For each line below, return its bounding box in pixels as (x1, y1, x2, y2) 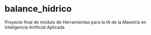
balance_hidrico (4, 3, 72, 14)
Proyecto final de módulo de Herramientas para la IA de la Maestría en (4, 19, 147, 25)
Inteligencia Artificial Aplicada (4, 24, 65, 30)
